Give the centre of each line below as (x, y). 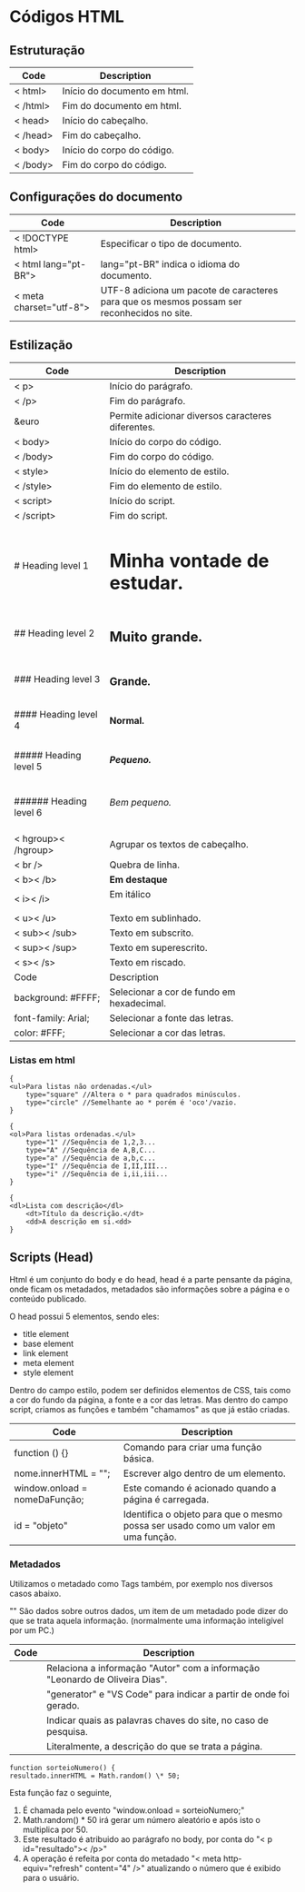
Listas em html (42, 1060)
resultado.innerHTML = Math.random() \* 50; (95, 1776)
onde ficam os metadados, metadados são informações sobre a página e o (150, 1289)
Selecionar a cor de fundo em (172, 992)
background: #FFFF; (57, 997)
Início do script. (142, 500)
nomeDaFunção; (49, 1499)
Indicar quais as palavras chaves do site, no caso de (158, 1720)
